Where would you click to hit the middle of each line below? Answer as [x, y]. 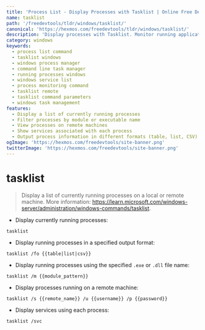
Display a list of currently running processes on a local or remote [103, 195]
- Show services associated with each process [72, 131]
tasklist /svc [24, 321]
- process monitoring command [50, 86]
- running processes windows [49, 74]
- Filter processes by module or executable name [76, 120]
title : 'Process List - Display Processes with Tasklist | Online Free [99, 12]
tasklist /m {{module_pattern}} [47, 276]
